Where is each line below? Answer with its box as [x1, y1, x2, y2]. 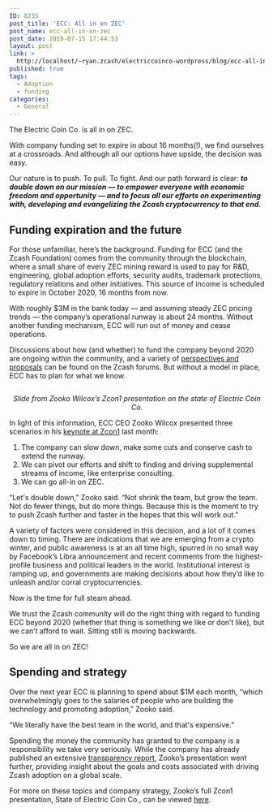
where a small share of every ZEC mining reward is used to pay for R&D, [9, 261, 250, 271]
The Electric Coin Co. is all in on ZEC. [9, 125, 134, 135]
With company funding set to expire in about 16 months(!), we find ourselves [9, 140, 264, 150]
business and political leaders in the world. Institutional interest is [32, 559, 250, 569]
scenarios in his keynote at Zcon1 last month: [9, 426, 160, 436]
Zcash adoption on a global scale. [9, 770, 122, 780]
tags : [9, 72, 28, 80]
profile [9, 559, 32, 569]
